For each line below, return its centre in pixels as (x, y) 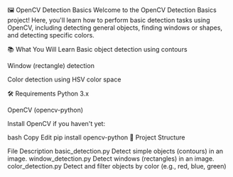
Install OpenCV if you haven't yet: (56, 124)
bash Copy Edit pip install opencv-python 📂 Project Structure (96, 137)
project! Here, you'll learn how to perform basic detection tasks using (109, 20)
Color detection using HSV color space (64, 79)
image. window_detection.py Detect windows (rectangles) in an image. (111, 159)
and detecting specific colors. (51, 35)
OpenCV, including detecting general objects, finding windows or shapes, (115, 28)
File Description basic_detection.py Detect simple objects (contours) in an (115, 151)
